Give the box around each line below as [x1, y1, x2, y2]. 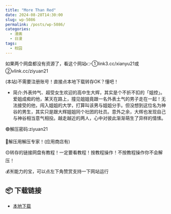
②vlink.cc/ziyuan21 [5, 68, 48, 74]
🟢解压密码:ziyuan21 [5, 126, 48, 132]
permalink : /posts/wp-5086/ [5, 22, 66, 27]
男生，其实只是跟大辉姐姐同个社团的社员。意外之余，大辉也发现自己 [22, 108, 166, 114]
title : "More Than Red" [5, 7, 56, 13]
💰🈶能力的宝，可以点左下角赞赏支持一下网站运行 [5, 168, 109, 174]
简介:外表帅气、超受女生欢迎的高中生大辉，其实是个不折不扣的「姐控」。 [12, 89, 165, 95]
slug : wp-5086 [5, 17, 36, 22]
